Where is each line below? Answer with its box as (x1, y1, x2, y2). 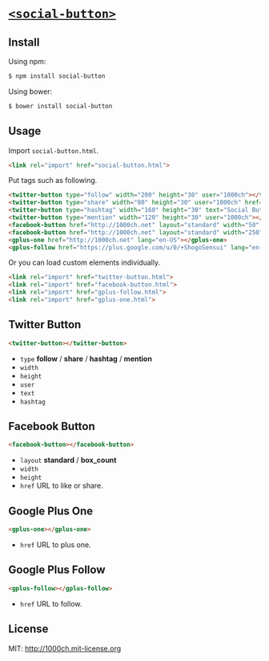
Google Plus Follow (8, 563, 106, 577)
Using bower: (8, 87, 53, 96)
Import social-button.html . (8, 145, 98, 155)
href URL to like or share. (19, 481, 104, 491)
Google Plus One (8, 504, 94, 517)
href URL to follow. (19, 598, 82, 608)
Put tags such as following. (8, 176, 98, 185)
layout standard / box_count (19, 456, 117, 465)
